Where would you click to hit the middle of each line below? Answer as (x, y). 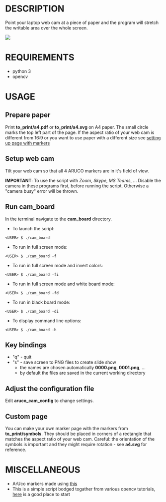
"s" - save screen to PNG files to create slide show (64, 362)
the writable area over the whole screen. (46, 27)
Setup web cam (30, 159)
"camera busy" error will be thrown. (42, 191)
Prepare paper (28, 115)
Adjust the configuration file (50, 388)
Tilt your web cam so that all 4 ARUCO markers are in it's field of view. (77, 171)
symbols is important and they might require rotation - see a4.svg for (76, 444)
